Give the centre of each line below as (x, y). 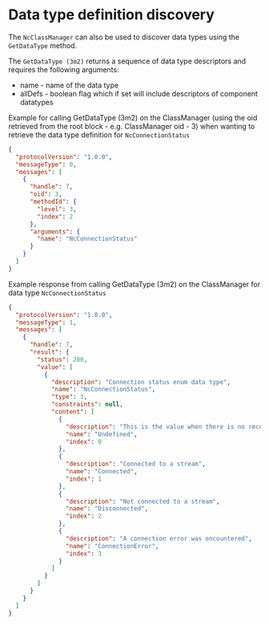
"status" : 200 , (62, 359)
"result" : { (49, 352)
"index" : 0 (84, 442)
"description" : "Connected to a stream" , (135, 464)
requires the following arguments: (64, 69)
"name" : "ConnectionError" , (112, 546)
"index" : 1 (84, 479)
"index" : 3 (84, 554)
